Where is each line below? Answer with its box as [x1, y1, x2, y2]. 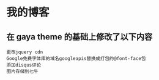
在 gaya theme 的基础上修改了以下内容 [6, 32, 153, 42]
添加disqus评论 [6, 62, 42, 68]
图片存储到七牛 [6, 68, 39, 75]
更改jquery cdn [6, 49, 43, 55]
